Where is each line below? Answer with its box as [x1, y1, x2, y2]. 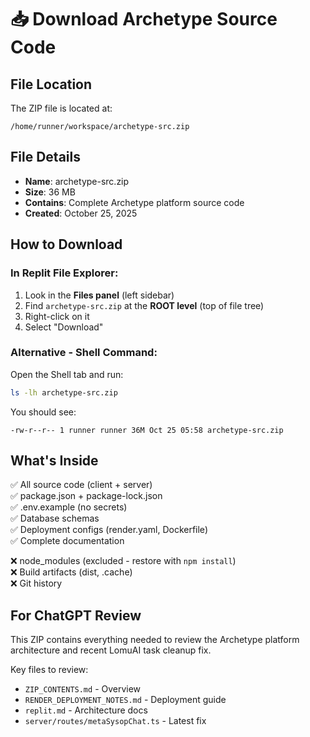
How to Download [10, 236, 123, 253]
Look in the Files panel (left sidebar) [24, 289, 175, 301]
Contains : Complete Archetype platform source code [24, 196, 245, 208]
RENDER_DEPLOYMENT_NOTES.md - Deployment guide [24, 694, 227, 706]
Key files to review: [10, 664, 89, 676]
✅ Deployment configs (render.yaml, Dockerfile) [10, 524, 208, 536]
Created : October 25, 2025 [24, 207, 138, 219]
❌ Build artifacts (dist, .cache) [10, 566, 133, 578]
